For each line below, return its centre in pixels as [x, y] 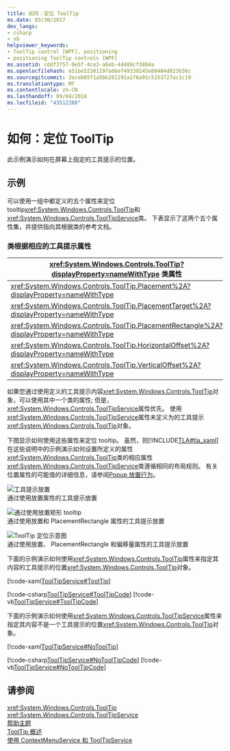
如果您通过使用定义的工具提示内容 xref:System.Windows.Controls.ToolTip [110, 391]
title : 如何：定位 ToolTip [43, 13]
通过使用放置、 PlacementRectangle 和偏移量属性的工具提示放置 [98, 544]
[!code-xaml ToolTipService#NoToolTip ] [63, 647]
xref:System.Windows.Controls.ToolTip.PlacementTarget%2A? [111, 305]
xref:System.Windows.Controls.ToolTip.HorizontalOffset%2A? [110, 345]
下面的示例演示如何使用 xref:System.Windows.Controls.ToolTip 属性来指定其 [113, 558]
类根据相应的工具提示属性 [49, 246]
